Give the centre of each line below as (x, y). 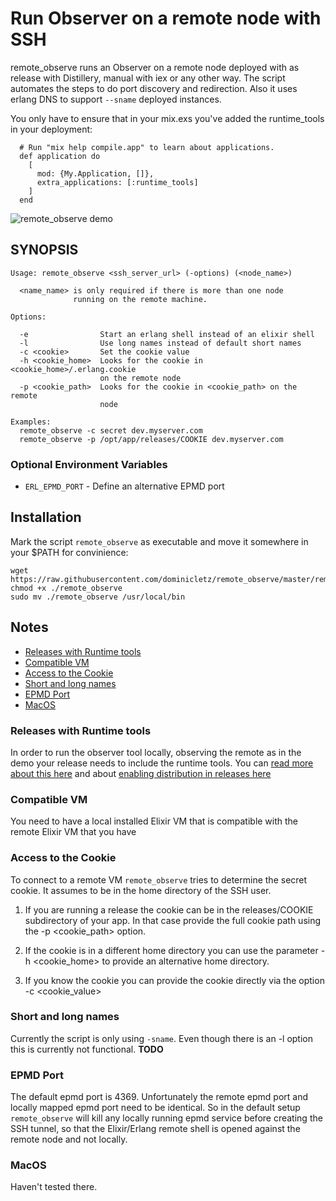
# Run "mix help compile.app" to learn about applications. (147, 147)
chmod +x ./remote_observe (66, 588)
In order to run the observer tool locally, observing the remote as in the (156, 752)
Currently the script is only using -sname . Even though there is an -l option (162, 1038)
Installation (46, 517)
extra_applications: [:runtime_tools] (117, 182)
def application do (60, 156)
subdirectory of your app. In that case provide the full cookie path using (173, 920)
